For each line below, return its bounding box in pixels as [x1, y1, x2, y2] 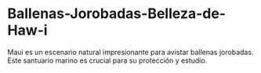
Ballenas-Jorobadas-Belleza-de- [7, 5, 227, 23]
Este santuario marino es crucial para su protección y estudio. [7, 56, 208, 65]
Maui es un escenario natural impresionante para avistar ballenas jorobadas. [7, 47, 254, 57]
